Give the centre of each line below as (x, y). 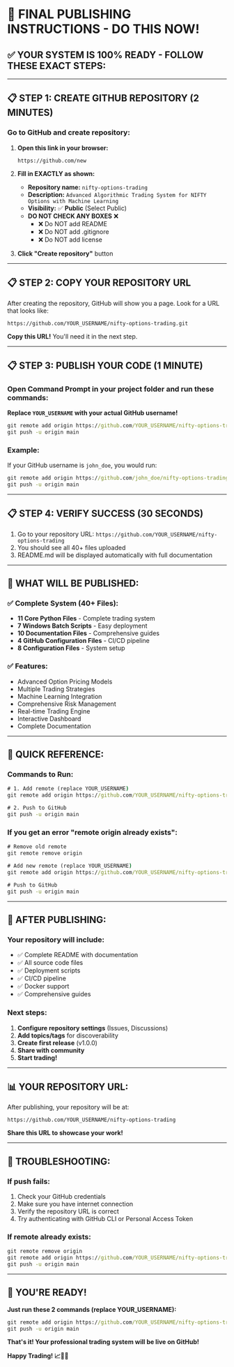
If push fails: (29, 1181)
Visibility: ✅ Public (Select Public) (77, 208)
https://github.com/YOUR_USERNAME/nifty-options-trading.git (98, 323)
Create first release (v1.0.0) (57, 1042)
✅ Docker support (43, 987)
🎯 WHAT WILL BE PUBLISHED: (73, 583)
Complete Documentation (54, 726)
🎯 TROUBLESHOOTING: (59, 1161)
